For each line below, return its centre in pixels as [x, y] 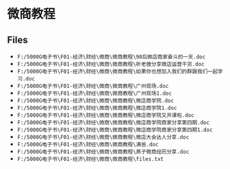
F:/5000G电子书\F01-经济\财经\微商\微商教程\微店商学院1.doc [97, 108]
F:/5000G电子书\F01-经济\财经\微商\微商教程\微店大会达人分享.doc [103, 137]
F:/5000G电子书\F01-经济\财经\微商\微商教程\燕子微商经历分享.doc [103, 152]
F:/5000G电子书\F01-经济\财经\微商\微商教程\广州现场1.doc [94, 93]
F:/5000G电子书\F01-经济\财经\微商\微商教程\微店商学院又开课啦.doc [105, 115]
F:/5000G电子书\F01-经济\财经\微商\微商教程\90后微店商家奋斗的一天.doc [111, 57]
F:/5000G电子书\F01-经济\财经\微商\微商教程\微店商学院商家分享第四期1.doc [115, 130]
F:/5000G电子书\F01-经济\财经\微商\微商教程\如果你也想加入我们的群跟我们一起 [117, 71]
